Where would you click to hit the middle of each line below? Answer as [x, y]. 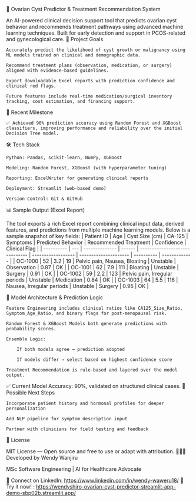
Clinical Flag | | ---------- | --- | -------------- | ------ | [72, 249]
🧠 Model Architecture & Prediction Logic [55, 297]
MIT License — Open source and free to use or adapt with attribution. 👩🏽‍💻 [96, 451]
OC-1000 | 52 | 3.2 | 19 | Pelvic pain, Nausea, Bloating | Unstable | [96, 261]
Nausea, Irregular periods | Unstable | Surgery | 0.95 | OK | [77, 286]
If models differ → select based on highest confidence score [94, 360]
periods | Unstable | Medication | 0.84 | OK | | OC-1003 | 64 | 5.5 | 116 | [92, 280]
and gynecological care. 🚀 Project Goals [55, 39]
